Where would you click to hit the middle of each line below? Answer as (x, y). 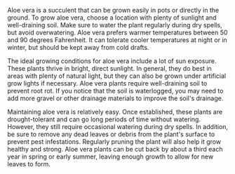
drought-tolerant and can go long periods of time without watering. (104, 119)
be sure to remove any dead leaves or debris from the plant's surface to (111, 134)
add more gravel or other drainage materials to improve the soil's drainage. (115, 98)
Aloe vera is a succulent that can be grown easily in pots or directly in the (113, 10)
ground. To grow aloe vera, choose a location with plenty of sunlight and (112, 18)
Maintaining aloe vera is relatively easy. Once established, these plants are (115, 112)
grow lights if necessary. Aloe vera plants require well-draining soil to (107, 83)
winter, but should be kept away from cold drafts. (78, 47)
